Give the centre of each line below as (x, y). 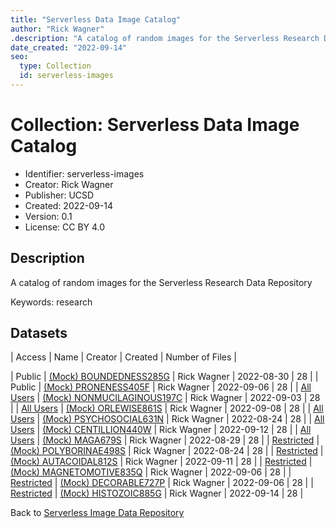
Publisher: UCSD (59, 195)
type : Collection (55, 66)
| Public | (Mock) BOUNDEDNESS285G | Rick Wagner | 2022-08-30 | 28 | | (164, 377)
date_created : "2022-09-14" (69, 47)
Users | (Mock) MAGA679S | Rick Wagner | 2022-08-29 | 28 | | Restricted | (165, 440)
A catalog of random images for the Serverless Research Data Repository (161, 282)
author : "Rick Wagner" (57, 29)
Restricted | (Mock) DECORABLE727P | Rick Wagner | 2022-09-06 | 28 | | (162, 483)
